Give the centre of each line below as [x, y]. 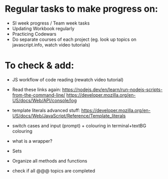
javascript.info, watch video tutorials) [51, 44]
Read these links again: [37, 89]
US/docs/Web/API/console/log [44, 100]
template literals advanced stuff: [46, 110]
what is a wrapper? [32, 141]
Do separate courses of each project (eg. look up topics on [74, 39]
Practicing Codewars [34, 34]
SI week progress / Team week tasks [51, 23]
